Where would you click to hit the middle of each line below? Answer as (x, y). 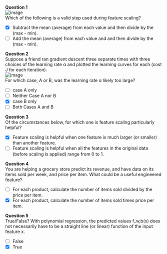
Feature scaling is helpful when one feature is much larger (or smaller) (85, 137)
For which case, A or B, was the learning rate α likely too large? (70, 80)
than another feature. (34, 143)
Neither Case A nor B (34, 96)
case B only (24, 101)
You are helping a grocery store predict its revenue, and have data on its (79, 169)
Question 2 (17, 54)
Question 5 (17, 215)
